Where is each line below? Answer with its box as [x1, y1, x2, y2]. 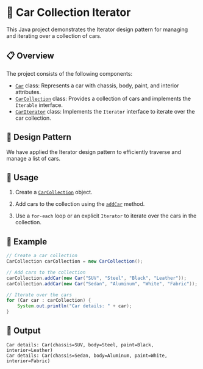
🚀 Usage [6, 172, 38, 183]
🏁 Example [6, 236, 48, 247]
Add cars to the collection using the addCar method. [15, 200, 145, 208]
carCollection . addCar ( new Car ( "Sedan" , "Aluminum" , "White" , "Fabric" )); [6, 280, 198, 287]
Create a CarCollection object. [15, 189, 93, 196]
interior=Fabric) [6, 357, 51, 364]
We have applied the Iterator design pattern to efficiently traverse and [6, 148, 182, 155]
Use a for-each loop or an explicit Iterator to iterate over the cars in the [15, 212, 197, 219]
